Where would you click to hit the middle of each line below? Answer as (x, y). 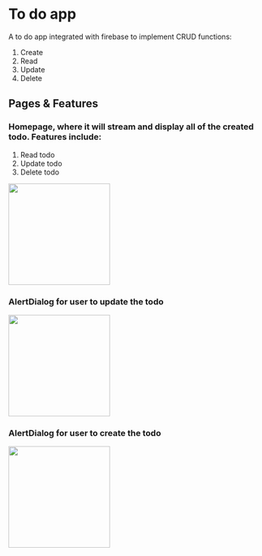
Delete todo (39, 172)
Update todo (41, 163)
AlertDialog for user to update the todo (86, 301)
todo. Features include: (55, 137)
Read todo (37, 154)
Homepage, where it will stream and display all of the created (131, 127)
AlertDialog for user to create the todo (85, 433)
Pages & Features (54, 103)
